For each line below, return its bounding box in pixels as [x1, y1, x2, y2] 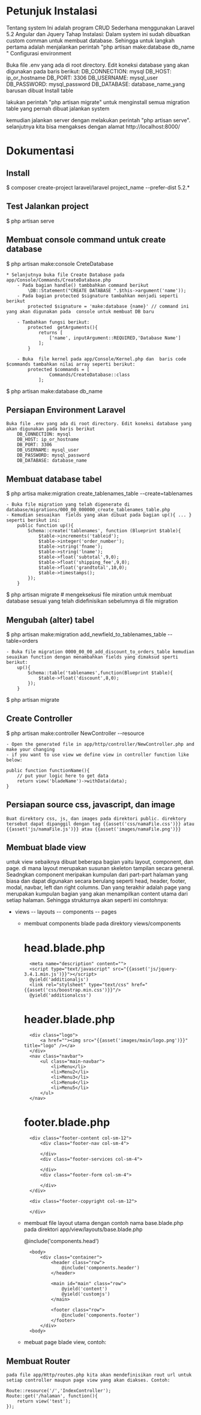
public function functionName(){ [6, 767, 90, 773]
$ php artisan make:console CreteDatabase [6, 260, 114, 267]
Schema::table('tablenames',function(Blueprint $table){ [28, 670, 173, 676]
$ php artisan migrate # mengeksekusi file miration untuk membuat [6, 591, 172, 598]
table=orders [6, 637, 38, 644]
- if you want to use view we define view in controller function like [6, 752, 189, 758]
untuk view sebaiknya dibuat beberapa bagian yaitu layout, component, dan [6, 858, 194, 865]
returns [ [38, 330, 63, 336]
